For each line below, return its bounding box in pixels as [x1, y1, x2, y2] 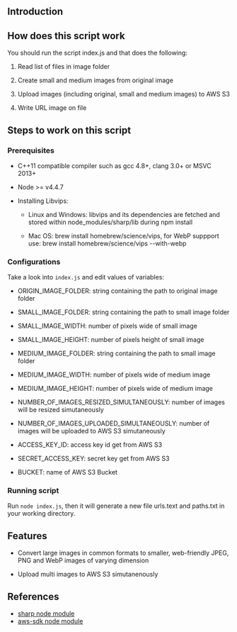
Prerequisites [7, 145, 54, 155]
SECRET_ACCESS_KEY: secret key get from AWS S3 [17, 454, 170, 463]
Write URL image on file [17, 104, 87, 112]
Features [7, 530, 47, 542]
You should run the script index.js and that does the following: [7, 49, 187, 57]
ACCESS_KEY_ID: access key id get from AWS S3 [17, 440, 163, 449]
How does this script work [7, 30, 125, 42]
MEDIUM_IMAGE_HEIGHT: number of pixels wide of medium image [17, 384, 214, 393]
